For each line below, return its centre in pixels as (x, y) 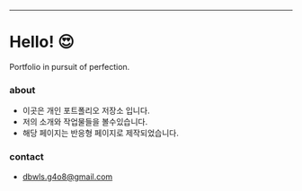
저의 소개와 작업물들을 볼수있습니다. (85, 122)
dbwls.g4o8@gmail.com (67, 177)
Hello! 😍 (42, 42)
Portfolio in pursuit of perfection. (70, 66)
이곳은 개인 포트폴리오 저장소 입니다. (86, 111)
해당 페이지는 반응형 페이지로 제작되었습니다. (101, 133)
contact (27, 157)
